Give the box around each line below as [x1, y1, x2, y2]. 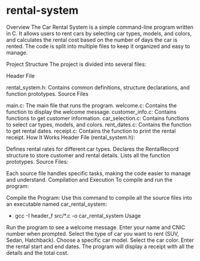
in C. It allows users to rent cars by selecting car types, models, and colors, [6, 29, 192, 37]
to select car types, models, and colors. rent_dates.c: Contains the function [6, 121, 192, 128]
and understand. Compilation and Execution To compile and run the [6, 176, 172, 183]
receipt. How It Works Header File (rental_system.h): [6, 133, 135, 141]
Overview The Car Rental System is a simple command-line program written [6, 23, 193, 31]
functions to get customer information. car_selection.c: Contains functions [6, 115, 190, 122]
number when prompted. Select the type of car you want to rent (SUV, [6, 230, 180, 237]
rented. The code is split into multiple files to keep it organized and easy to [6, 43, 190, 50]
